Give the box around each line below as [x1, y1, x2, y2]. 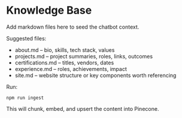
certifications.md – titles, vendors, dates [14, 59, 114, 66]
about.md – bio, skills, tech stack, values [14, 46, 115, 54]
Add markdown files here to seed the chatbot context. [6, 23, 139, 30]
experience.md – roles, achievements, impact [14, 65, 127, 72]
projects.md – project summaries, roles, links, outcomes [14, 52, 153, 60]
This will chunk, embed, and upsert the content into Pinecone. [6, 105, 159, 112]
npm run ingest [6, 95, 44, 101]
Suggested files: [6, 35, 47, 42]
